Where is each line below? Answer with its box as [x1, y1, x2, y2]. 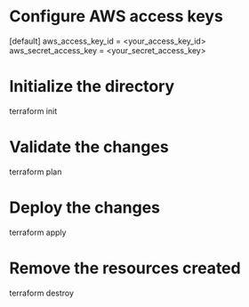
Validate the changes [9, 137, 169, 158]
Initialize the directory [9, 77, 175, 97]
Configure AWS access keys [9, 6, 224, 27]
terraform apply [9, 227, 67, 238]
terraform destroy [9, 287, 74, 298]
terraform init [9, 105, 58, 117]
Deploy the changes [9, 198, 161, 217]
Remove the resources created [9, 258, 242, 278]
